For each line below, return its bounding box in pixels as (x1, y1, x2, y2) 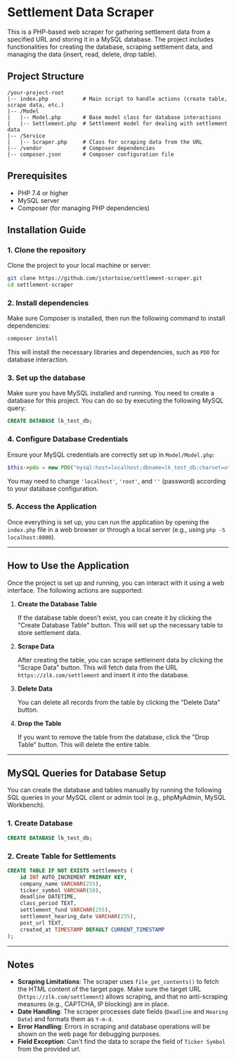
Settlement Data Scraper (7, 4, 155, 20)
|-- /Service (7, 132, 46, 140)
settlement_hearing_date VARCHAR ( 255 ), (20, 913, 137, 920)
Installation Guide (7, 223, 86, 236)
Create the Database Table (17, 600, 97, 608)
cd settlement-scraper (7, 281, 74, 289)
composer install (7, 335, 58, 343)
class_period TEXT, (20, 900, 77, 907)
